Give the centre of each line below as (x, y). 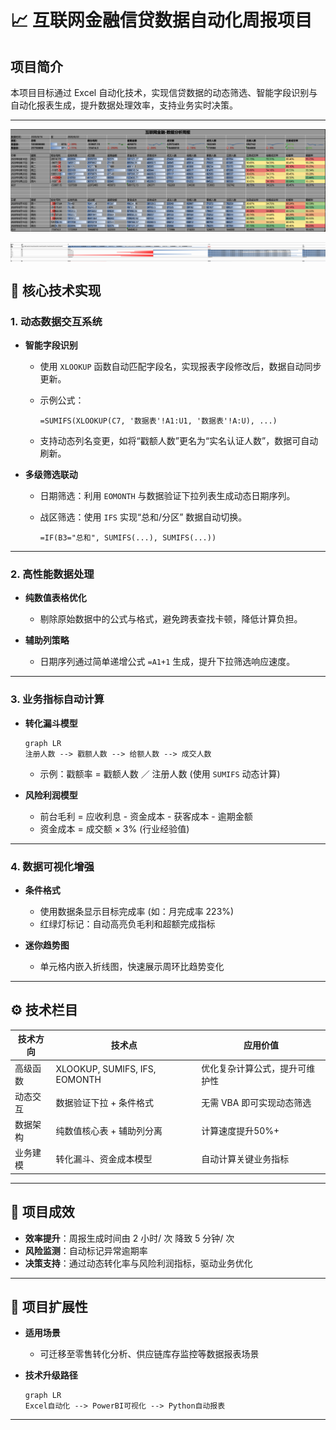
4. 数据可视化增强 (52, 866)
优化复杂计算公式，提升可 (254, 1068)
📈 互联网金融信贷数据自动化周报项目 (161, 20)
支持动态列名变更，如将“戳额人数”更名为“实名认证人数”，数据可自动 (179, 441)
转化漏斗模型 (51, 723)
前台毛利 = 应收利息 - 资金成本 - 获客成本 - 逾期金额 (146, 816)
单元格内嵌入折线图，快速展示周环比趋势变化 (132, 967)
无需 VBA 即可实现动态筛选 (256, 1102)
